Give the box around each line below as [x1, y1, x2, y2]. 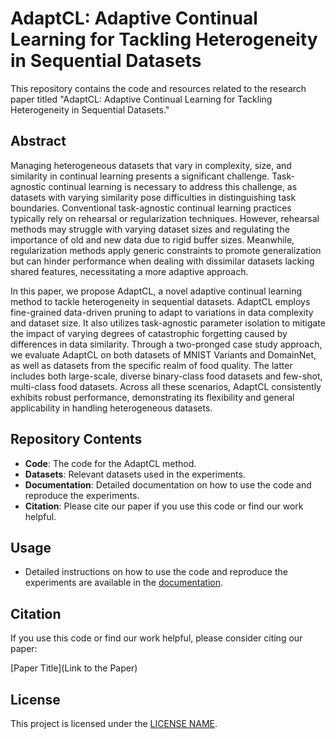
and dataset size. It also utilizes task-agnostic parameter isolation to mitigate [10, 317, 326, 329]
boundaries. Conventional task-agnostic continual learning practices [10, 202, 292, 214]
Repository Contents [10, 431, 143, 448]
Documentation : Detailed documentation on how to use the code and [24, 478, 312, 491]
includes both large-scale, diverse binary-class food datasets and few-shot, [10, 370, 323, 382]
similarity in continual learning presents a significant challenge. [10, 170, 270, 182]
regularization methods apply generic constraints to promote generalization [10, 244, 322, 256]
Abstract [10, 133, 67, 150]
